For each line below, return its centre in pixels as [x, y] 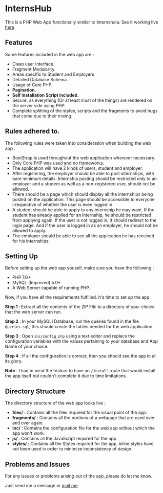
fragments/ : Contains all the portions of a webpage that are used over [83, 418]
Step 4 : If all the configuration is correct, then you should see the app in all [81, 356]
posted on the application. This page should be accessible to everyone [83, 199]
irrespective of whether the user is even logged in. [63, 204]
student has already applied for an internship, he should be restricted [81, 215]
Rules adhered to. [32, 131]
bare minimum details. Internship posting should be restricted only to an [84, 179]
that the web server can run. [34, 312]
